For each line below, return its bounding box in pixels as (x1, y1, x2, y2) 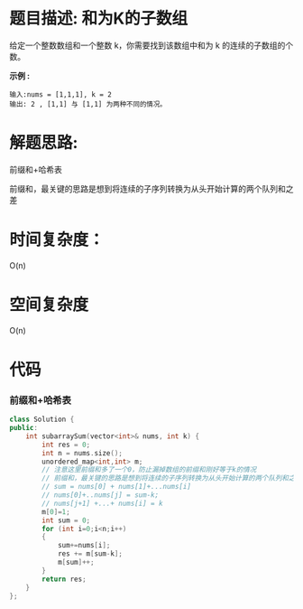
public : (9, 424, 39, 433)
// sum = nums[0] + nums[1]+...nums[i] (41, 483, 192, 492)
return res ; (41, 575, 87, 584)
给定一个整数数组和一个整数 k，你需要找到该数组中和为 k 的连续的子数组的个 (9, 40, 294, 51)
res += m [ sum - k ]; (57, 549, 124, 558)
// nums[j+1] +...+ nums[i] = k (41, 499, 164, 508)
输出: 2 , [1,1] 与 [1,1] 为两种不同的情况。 (9, 99, 167, 108)
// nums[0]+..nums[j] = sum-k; (41, 491, 160, 500)
